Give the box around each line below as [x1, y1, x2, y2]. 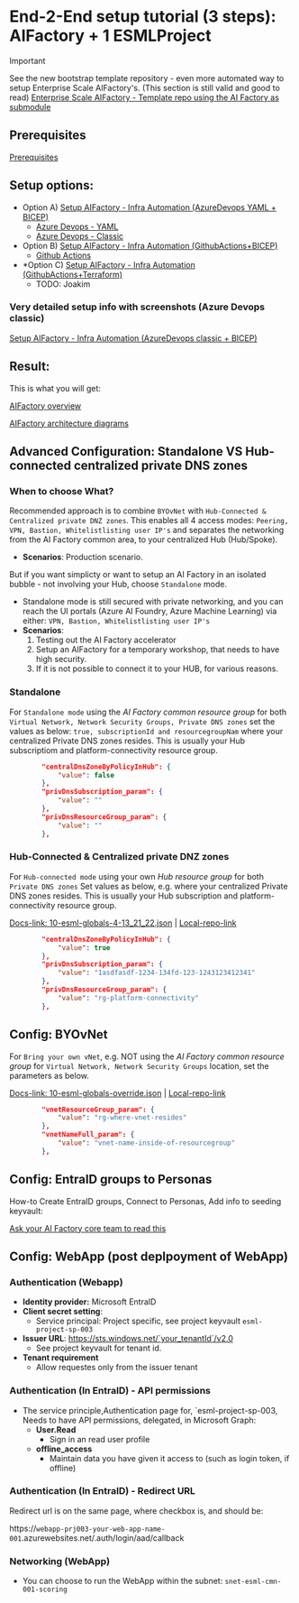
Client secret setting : [22, 1306, 104, 1317]
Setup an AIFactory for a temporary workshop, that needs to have [35, 644, 280, 655]
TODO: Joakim [35, 278, 91, 290]
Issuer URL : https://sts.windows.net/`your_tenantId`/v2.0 [22, 1333, 234, 1344]
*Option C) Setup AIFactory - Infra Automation [22, 259, 195, 270]
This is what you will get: [9, 382, 101, 393]
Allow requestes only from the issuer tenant [35, 1362, 198, 1373]
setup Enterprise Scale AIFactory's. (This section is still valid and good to [9, 82, 281, 93]
